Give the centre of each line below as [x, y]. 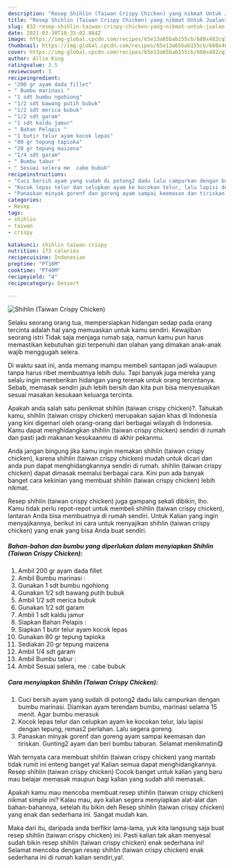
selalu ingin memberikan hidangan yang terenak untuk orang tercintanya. [112, 380]
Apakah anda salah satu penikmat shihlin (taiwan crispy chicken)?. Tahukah [115, 408]
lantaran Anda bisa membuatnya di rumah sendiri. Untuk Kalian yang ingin [113, 515]
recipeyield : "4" [33, 277]
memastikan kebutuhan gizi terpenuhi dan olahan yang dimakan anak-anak [115, 344]
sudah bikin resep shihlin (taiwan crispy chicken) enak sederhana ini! [106, 843]
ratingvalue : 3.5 [33, 65]
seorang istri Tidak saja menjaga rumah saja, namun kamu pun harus [106, 337]
